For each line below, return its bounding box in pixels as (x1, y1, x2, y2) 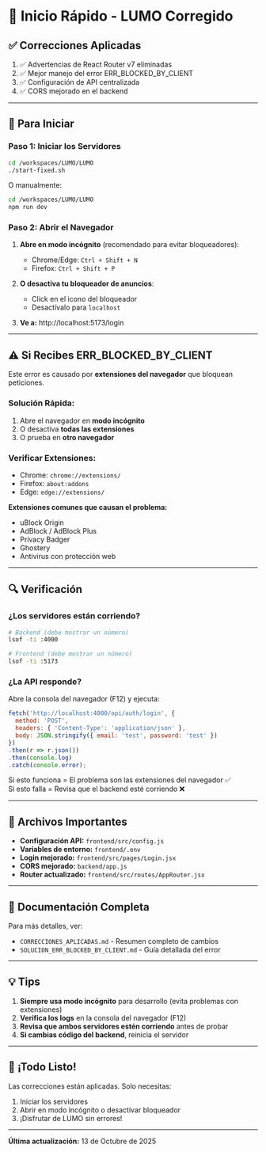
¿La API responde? (8, 676, 82, 687)
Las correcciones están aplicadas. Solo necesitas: (8, 1081, 172, 1091)
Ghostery (19, 542, 51, 553)
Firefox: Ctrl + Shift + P (31, 264, 116, 273)
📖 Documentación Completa (8, 900, 150, 914)
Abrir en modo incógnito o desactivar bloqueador (19, 1104, 180, 1115)
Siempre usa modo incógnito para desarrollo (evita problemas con (19, 996, 239, 1006)
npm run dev (8, 203, 47, 211)
